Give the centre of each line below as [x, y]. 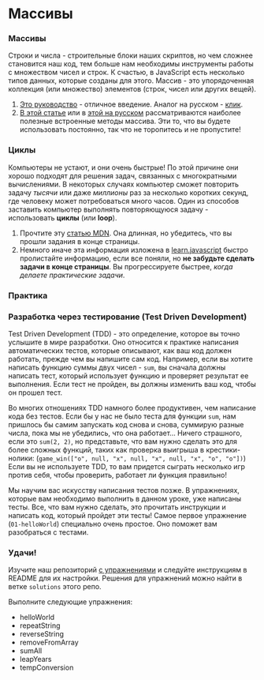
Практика [28, 295]
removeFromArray [49, 642]
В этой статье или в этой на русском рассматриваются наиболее [130, 113]
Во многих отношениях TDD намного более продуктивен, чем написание [132, 408]
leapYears [35, 659]
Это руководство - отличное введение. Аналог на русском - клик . [131, 104]
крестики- [223, 450]
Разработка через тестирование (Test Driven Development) [128, 317]
